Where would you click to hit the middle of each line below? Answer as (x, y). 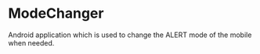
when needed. (31, 42)
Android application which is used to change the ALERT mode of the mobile (130, 35)
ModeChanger (56, 13)
